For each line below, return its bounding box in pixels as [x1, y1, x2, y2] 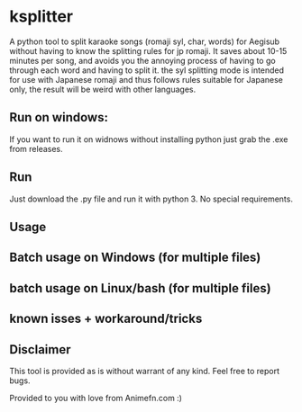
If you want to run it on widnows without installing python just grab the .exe [9, 133, 288, 145]
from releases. [9, 143, 63, 154]
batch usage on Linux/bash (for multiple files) [9, 281, 272, 296]
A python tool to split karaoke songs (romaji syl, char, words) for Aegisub [9, 36, 280, 47]
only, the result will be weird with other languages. [9, 84, 197, 94]
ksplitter [9, 6, 74, 27]
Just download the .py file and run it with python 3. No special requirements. [9, 193, 293, 204]
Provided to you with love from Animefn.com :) [9, 392, 183, 403]
